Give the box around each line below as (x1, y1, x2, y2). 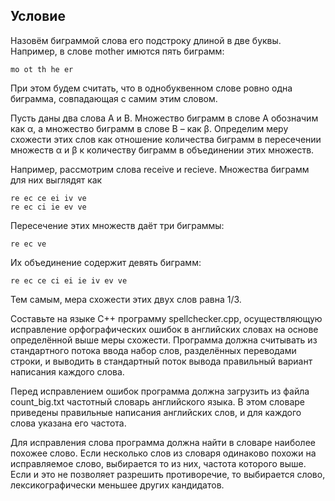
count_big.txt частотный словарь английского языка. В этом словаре (10, 395, 305, 408)
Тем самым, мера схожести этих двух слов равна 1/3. (10, 293, 242, 305)
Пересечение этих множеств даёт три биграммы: (10, 219, 225, 231)
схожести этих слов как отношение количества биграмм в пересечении (10, 133, 322, 145)
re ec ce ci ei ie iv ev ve (10, 275, 128, 286)
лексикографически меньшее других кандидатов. (10, 479, 225, 491)
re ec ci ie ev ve (10, 202, 87, 212)
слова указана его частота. (10, 417, 127, 429)
